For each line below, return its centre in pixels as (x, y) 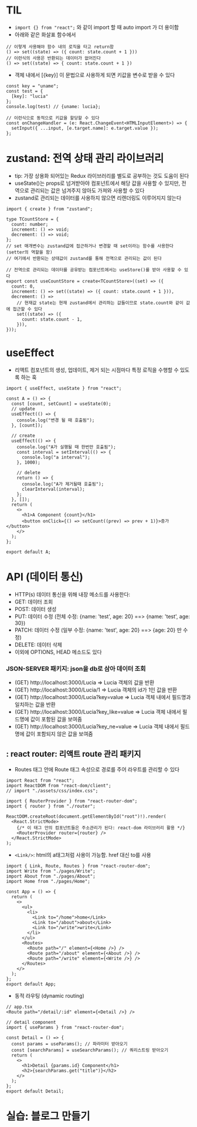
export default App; (31, 984)
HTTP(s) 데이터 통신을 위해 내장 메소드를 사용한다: (72, 594)
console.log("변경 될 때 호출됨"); (56, 420)
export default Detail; (35, 1091)
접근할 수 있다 (28, 309)
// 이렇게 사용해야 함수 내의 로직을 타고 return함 (60, 47)
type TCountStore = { (33, 219)
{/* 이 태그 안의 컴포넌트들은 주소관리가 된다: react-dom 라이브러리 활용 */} (101, 828)
